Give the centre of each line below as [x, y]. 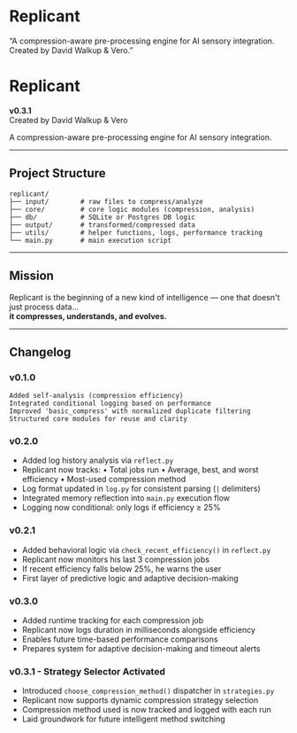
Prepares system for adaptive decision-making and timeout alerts [141, 649]
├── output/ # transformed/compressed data [103, 225]
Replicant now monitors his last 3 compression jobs [116, 559]
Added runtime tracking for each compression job [113, 620]
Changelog [40, 352]
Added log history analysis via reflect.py [98, 460]
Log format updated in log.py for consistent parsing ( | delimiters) [141, 488]
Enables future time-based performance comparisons [120, 639]
